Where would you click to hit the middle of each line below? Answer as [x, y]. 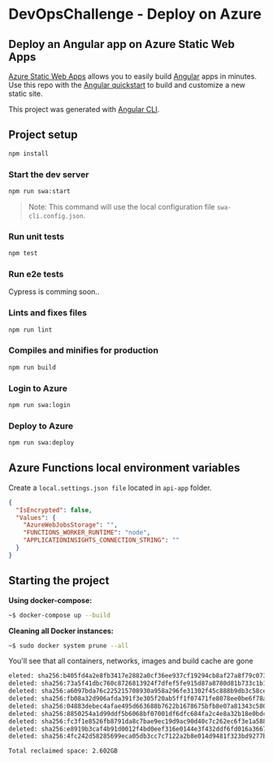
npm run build [32, 367]
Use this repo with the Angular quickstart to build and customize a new [127, 85]
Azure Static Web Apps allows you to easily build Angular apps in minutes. [133, 76]
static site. [26, 93]
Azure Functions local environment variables [124, 468]
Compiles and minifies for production [83, 350]
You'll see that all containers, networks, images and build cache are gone [131, 661]
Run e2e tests [36, 274]
